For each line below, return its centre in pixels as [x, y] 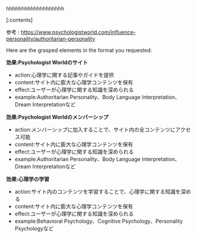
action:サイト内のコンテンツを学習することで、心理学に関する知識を [98, 192]
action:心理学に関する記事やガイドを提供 [64, 75]
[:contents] [19, 20]
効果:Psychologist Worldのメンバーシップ [58, 117]
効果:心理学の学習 [28, 179]
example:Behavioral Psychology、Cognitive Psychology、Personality [98, 221]
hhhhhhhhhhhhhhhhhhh [35, 9]
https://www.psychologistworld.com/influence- [78, 32]
